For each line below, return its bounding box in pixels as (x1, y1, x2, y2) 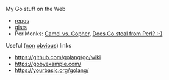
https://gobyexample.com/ (14, 60, 82, 67)
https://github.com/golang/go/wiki (14, 54, 101, 60)
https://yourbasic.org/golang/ (14, 67, 89, 74)
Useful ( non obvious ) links (5, 42, 71, 49)
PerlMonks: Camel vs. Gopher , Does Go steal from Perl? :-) (14, 30, 163, 37)
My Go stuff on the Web (5, 5, 66, 12)
